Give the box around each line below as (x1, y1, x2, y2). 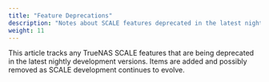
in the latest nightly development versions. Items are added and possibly (8, 57, 247, 66)
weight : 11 (8, 26, 45, 34)
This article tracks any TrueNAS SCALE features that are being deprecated (8, 49, 255, 58)
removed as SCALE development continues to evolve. (8, 65, 186, 75)
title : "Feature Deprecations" (8, 11, 113, 20)
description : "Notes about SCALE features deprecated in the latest (8, 19, 242, 27)
